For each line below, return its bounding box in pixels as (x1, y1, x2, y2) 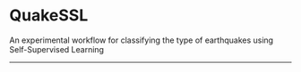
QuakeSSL (9, 5, 89, 26)
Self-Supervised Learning (9, 44, 105, 54)
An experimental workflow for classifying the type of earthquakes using (9, 35, 274, 45)
